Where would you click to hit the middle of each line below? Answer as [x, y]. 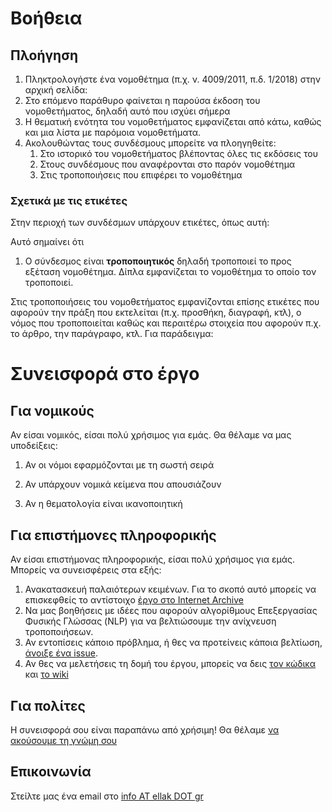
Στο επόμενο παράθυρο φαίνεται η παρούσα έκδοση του [142, 100]
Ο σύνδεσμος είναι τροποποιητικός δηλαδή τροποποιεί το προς [158, 261]
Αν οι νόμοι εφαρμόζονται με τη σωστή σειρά [119, 465]
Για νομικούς [52, 410]
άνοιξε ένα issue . [61, 653]
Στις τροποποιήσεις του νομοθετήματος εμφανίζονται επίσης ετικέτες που [165, 302]
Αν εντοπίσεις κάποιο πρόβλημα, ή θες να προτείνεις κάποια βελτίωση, [173, 643]
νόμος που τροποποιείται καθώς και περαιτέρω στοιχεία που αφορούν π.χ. [166, 323]
